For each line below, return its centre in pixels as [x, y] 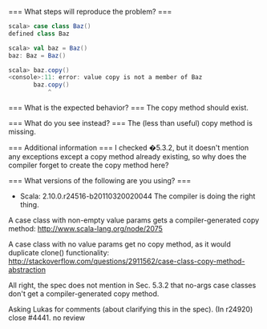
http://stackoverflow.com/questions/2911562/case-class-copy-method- [127, 261]
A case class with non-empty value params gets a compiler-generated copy [134, 220]
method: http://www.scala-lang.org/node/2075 [85, 229]
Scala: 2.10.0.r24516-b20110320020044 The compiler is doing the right [138, 196]
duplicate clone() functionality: [59, 253]
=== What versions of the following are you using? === [100, 181]
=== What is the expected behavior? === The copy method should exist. [128, 108]
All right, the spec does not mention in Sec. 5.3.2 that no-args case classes [132, 285]
